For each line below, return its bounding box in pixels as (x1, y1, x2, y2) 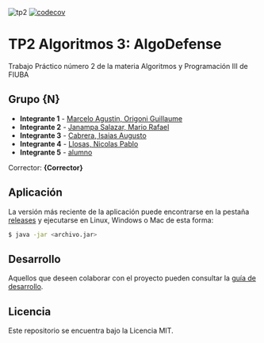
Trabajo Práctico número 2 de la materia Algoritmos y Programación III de (8, 61, 248, 71)
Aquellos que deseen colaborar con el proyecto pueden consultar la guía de (8, 273, 256, 283)
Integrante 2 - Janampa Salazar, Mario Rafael (19, 122, 170, 131)
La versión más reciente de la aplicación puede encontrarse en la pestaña (8, 207, 250, 216)
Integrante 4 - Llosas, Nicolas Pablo (19, 139, 139, 148)
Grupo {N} (8, 93, 61, 106)
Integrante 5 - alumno (19, 147, 93, 157)
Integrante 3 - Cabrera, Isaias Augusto (19, 131, 147, 140)
